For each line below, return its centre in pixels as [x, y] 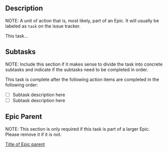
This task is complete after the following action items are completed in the [82, 79]
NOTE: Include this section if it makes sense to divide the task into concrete [84, 64]
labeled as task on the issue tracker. [43, 26]
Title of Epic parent [25, 144]
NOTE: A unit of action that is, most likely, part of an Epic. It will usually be [82, 20]
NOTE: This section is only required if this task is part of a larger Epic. [78, 129]
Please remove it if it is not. [33, 134]
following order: [22, 85]
